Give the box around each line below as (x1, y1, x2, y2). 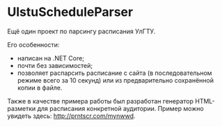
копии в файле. (17, 83, 63, 92)
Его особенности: (7, 40, 60, 49)
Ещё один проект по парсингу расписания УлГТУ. (7, 27, 156, 35)
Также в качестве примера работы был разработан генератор (7, 96, 193, 105)
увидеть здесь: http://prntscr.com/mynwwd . (7, 112, 136, 120)
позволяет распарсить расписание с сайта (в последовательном (17, 69, 212, 77)
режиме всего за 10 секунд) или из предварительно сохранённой (17, 76, 214, 84)
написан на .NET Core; (17, 53, 85, 62)
